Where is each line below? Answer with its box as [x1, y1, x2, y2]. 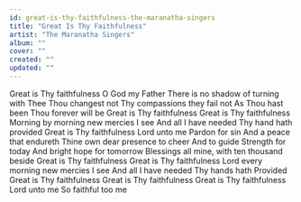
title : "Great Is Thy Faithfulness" [9, 22, 147, 31]
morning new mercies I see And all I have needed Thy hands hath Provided [9, 164, 287, 176]
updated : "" [9, 64, 54, 73]
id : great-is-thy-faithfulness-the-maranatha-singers [9, 13, 216, 23]
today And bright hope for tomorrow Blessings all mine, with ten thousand [9, 145, 284, 156]
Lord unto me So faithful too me [9, 184, 128, 195]
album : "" [9, 38, 47, 48]
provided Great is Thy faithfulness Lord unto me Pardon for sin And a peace [9, 126, 291, 137]
